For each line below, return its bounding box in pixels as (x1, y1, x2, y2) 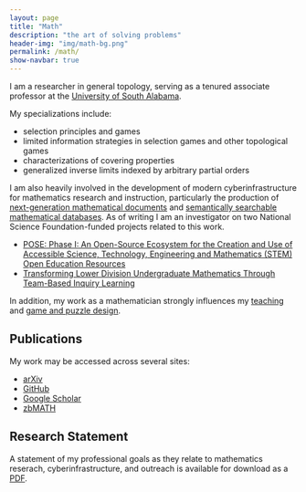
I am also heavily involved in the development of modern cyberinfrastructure (9, 183, 297, 193)
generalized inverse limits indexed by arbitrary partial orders (22, 165, 249, 175)
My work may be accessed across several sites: (9, 355, 190, 366)
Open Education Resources (22, 258, 126, 269)
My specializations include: (9, 109, 112, 119)
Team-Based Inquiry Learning (22, 277, 135, 288)
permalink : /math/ (9, 47, 79, 57)
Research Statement (9, 429, 129, 445)
